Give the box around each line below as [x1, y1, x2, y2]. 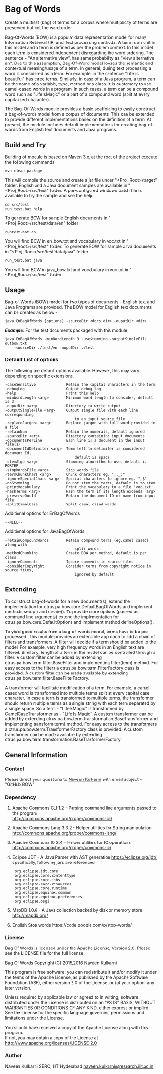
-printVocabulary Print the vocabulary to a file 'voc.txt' [5, 484, 153, 489]
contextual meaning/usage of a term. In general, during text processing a [5, 65, 152, 71]
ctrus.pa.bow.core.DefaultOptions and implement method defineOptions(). [5, 619, 154, 625]
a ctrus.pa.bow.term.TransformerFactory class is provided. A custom [5, 726, 143, 732]
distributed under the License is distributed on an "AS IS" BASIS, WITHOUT [5, 999, 156, 1005]
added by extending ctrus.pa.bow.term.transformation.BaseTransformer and [5, 716, 158, 721]
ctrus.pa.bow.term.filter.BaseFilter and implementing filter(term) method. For [5, 659, 158, 665]
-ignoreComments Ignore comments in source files [5, 559, 134, 564]
